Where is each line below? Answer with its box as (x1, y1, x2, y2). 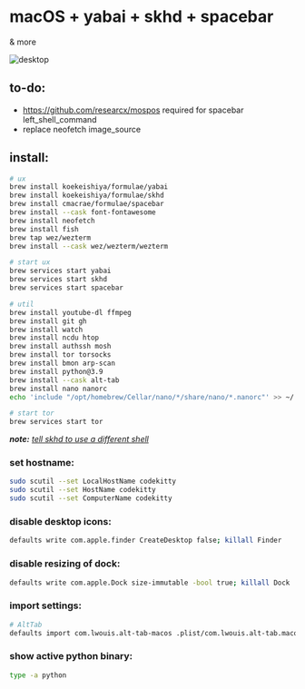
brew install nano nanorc (9, 384, 107, 393)
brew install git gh (9, 316, 88, 326)
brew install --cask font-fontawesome (9, 208, 156, 217)
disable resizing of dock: (9, 557, 121, 570)
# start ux (9, 258, 51, 267)
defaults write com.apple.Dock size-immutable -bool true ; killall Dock (9, 578, 290, 587)
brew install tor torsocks (9, 350, 112, 359)
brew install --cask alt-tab (9, 375, 120, 385)
